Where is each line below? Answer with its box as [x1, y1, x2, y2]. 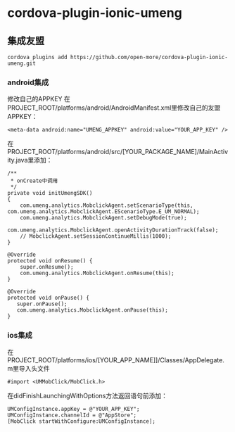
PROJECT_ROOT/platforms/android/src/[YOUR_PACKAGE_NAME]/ [7, 148, 199, 156]
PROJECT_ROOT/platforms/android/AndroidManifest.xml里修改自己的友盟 [7, 103, 221, 112]
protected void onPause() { [7, 294, 90, 302]
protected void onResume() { [7, 258, 93, 265]
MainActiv [198, 148, 229, 156]
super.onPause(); [16, 300, 68, 307]
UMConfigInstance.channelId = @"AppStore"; [7, 412, 137, 419]
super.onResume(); [20, 264, 74, 271]
